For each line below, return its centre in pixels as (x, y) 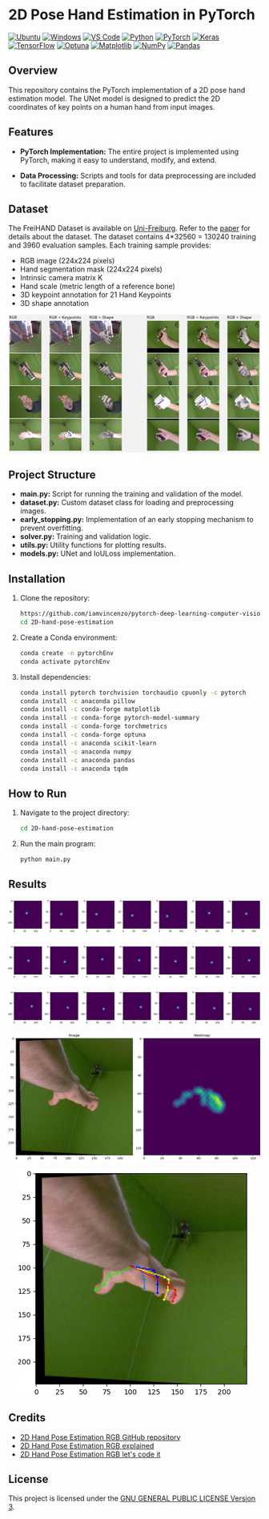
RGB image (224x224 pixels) (67, 261)
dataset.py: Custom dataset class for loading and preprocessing (127, 503)
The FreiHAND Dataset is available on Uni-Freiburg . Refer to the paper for (129, 228)
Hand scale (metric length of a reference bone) (98, 287)
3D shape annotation (54, 303)
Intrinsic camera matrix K (61, 278)
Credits (27, 1418)
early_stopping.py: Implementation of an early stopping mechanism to (137, 520)
